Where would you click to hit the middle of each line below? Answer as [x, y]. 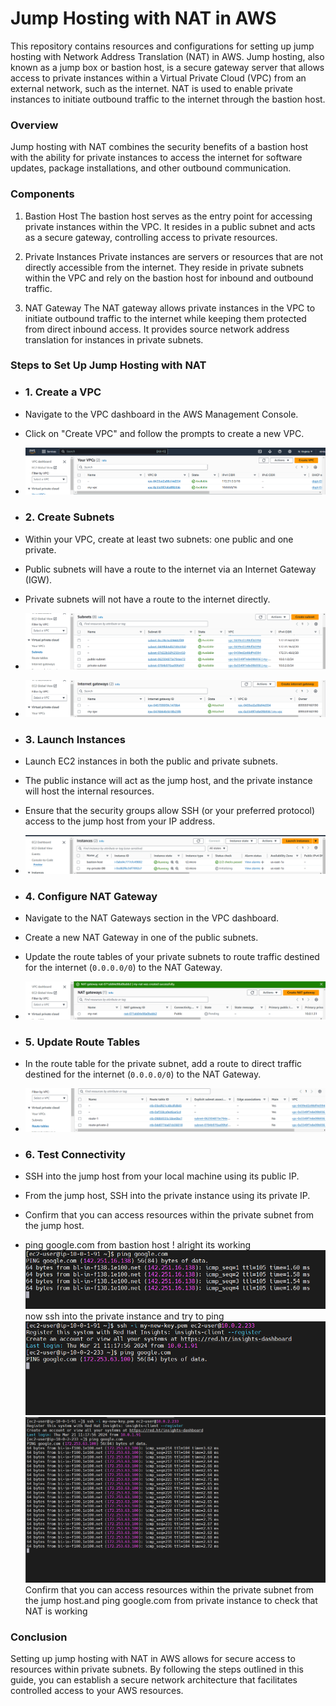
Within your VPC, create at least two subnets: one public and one [159, 539]
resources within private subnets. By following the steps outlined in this [157, 1669]
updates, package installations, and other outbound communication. [151, 168]
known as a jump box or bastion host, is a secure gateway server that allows [167, 67]
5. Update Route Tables [82, 1042]
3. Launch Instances [75, 739]
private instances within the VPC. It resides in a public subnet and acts [170, 226]
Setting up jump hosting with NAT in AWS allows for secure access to [153, 1659]
